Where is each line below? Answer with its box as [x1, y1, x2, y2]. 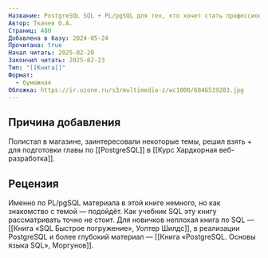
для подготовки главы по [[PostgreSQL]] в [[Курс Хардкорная [8, 145, 218, 155]
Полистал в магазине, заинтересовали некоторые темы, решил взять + [8, 137, 253, 146]
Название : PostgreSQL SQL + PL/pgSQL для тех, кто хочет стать [8, 11, 223, 20]
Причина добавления [8, 115, 121, 129]
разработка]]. [8, 153, 56, 164]
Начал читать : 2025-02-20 [8, 49, 94, 57]
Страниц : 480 [8, 26, 52, 34]
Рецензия [8, 177, 59, 190]
